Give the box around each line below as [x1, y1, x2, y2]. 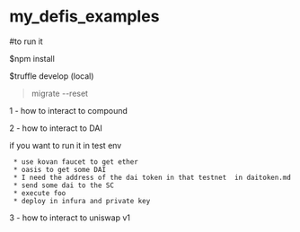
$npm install [9, 53, 56, 64]
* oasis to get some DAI [13, 165, 106, 174]
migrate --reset [31, 88, 88, 99]
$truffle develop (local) [9, 70, 94, 82]
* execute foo [13, 188, 66, 198]
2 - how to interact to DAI [9, 123, 103, 133]
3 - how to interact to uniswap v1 [9, 212, 130, 223]
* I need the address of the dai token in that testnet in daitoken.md [13, 173, 292, 182]
